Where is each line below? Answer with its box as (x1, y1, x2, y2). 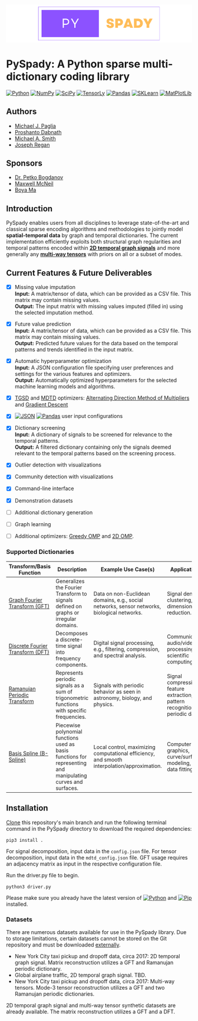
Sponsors (6, 158, 42, 168)
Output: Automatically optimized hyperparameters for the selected (14, 377, 177, 384)
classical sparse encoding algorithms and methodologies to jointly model (6, 226, 183, 233)
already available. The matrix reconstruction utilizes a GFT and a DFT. (6, 1008, 176, 1015)
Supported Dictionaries (6, 547, 75, 556)
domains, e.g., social (93, 596, 143, 604)
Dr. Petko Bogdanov (14, 174, 64, 181)
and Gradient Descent (14, 401, 68, 409)
